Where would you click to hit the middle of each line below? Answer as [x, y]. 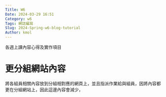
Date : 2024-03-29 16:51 [30, 14]
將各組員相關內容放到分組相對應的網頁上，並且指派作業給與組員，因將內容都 [83, 83]
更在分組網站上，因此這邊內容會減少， [44, 90]
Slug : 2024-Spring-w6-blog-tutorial [43, 28]
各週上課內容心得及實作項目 [33, 47]
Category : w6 [19, 19]
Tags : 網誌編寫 [19, 23]
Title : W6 [15, 10]
